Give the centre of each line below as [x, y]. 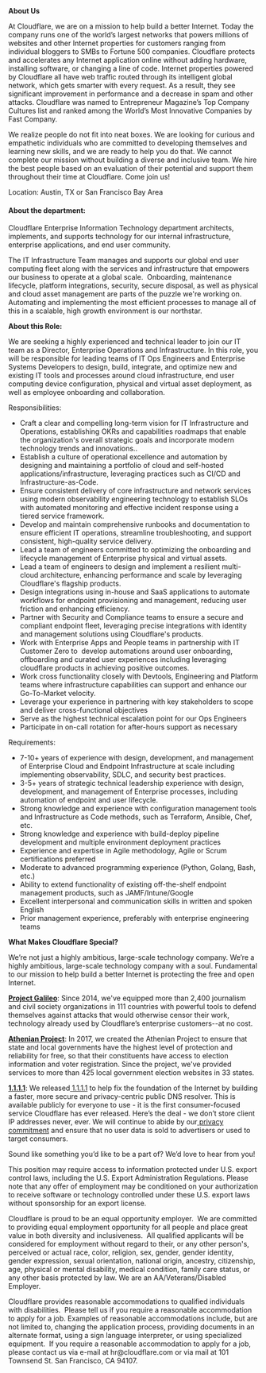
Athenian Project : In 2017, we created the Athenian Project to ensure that [128, 1039]
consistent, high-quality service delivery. [86, 541]
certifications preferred [58, 859]
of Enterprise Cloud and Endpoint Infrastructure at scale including [127, 766]
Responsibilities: [35, 408]
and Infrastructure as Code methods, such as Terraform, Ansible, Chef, [136, 817]
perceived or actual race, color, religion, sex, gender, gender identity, [121, 1252]
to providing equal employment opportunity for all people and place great [128, 1227]
